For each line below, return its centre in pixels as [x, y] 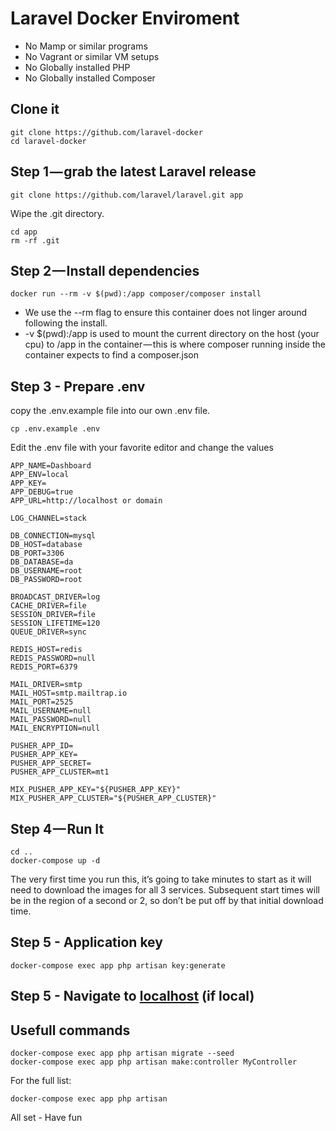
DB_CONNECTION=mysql [53, 536]
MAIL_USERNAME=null [51, 711]
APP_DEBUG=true [42, 492]
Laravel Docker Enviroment [125, 18]
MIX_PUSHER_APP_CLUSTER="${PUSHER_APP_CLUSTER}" [113, 798]
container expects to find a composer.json [111, 355]
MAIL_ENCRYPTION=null [55, 728]
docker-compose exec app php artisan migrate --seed [122, 1053]
